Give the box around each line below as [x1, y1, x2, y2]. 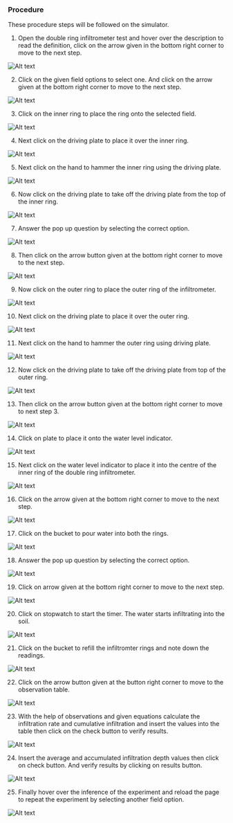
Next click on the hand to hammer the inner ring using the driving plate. [17, 163, 221, 172]
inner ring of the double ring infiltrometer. [17, 469, 136, 477]
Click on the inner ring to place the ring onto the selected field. [17, 109, 196, 118]
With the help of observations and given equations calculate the [17, 712, 201, 721]
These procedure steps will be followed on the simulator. [8, 21, 169, 29]
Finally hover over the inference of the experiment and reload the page [17, 788, 220, 797]
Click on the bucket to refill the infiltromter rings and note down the [17, 644, 209, 652]
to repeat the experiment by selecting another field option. [17, 795, 185, 804]
